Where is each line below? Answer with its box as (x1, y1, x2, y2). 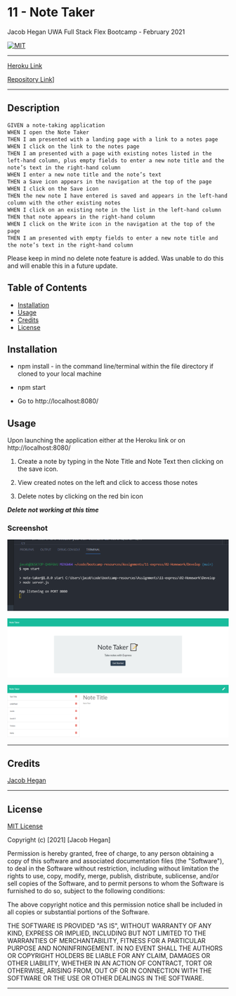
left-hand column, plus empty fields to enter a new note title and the (7, 156, 225, 164)
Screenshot (7, 523, 48, 533)
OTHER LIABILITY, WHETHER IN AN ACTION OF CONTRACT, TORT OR (7, 959, 212, 968)
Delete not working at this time (7, 505, 99, 515)
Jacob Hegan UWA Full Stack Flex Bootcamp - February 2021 (7, 27, 185, 36)
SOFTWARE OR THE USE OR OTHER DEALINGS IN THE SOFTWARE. (7, 974, 204, 983)
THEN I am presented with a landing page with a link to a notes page (7, 135, 218, 143)
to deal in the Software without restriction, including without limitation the (7, 864, 219, 873)
